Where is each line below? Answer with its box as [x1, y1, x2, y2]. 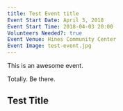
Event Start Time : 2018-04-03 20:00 [7, 23, 113, 30]
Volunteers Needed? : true [7, 29, 82, 37]
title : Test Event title [7, 10, 79, 17]
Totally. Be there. [7, 75, 56, 83]
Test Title [7, 95, 49, 107]
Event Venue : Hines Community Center [7, 36, 117, 43]
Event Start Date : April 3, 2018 [7, 17, 104, 24]
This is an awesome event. [7, 62, 83, 69]
